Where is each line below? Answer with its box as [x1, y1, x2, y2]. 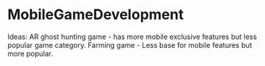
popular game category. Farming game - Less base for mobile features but [7, 40, 252, 49]
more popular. [7, 49, 53, 58]
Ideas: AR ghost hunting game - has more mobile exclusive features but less [7, 32, 258, 41]
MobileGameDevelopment [7, 6, 184, 24]
